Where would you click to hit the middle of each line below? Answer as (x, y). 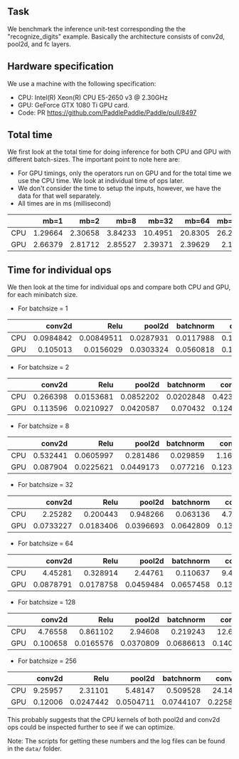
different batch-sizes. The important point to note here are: (94, 159)
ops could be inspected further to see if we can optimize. (91, 727)
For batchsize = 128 (47, 602)
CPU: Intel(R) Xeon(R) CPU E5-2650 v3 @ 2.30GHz (93, 97)
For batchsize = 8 (43, 426)
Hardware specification (60, 67)
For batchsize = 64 (45, 543)
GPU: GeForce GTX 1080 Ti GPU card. (73, 105)
